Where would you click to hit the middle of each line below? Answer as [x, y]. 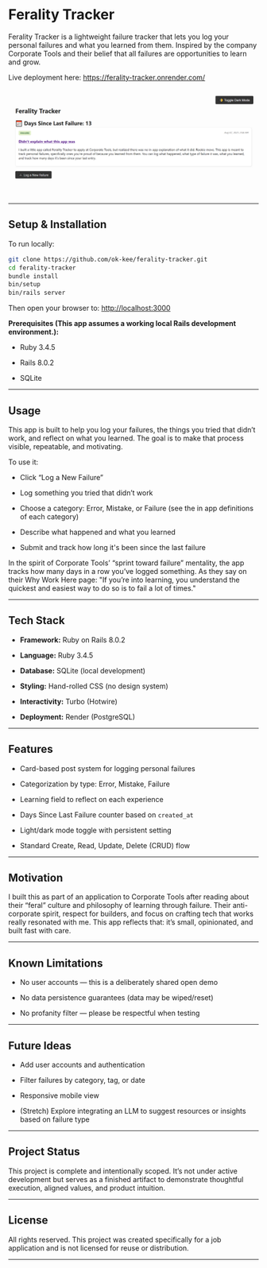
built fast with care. [40, 931]
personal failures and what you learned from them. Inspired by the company [132, 45]
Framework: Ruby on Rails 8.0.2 [72, 640]
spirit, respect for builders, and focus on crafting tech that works [148, 914]
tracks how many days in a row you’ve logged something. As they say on [128, 572]
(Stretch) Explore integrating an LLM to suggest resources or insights [133, 1111]
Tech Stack [37, 620]
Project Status [44, 1152]
